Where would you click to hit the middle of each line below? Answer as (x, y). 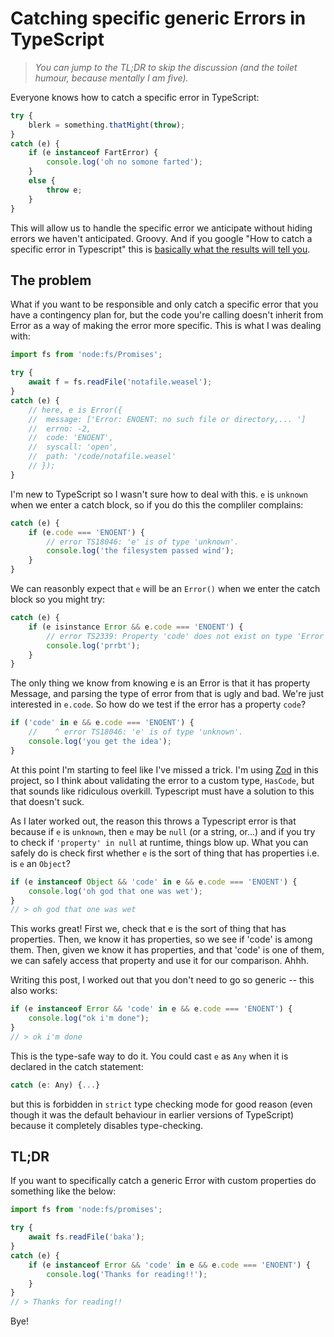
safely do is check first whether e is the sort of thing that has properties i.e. (165, 853)
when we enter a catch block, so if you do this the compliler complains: (157, 504)
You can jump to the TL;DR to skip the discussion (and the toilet (166, 67)
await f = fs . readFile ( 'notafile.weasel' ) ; (120, 382)
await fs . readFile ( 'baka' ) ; (86, 1237)
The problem (51, 280)
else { (42, 181)
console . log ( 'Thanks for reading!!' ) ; (127, 1274)
